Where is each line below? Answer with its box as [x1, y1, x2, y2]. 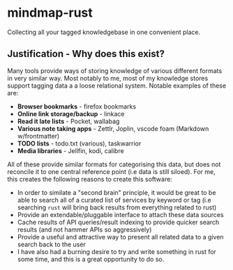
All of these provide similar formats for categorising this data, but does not [7, 160, 221, 168]
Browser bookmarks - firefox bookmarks [17, 102, 137, 111]
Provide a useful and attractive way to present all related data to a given [17, 232, 225, 241]
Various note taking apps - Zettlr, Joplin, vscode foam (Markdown [17, 124, 209, 133]
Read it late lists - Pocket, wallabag [17, 117, 120, 125]
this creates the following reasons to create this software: [7, 175, 172, 183]
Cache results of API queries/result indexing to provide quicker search [17, 218, 220, 226]
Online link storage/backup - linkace [17, 109, 125, 118]
